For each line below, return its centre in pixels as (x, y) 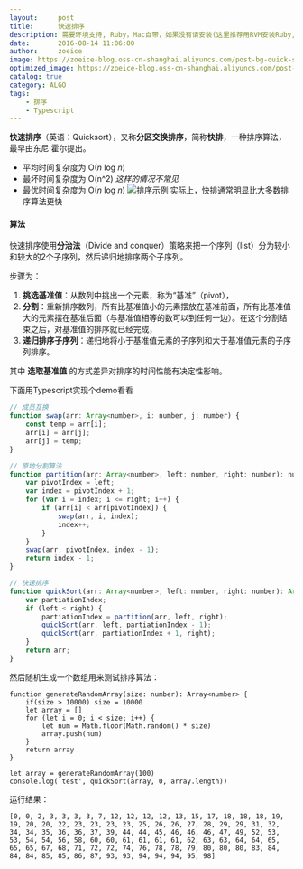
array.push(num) (72, 733)
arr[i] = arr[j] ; (58, 433)
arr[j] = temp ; (54, 441)
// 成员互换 (29, 408)
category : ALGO (38, 85)
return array (50, 750)
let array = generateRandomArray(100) (82, 773)
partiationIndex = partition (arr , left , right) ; (135, 617)
